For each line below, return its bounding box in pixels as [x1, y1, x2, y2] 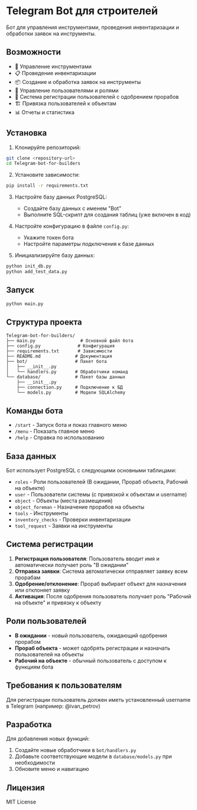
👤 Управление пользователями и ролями [14, 87, 119, 94]
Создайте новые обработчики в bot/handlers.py [14, 747, 137, 754]
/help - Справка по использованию [14, 434, 105, 441]
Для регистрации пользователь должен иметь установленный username [6, 696, 191, 703]
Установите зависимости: [14, 171, 80, 179]
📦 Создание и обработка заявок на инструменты [14, 78, 141, 85]
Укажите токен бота [23, 234, 74, 241]
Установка [6, 128, 47, 138]
